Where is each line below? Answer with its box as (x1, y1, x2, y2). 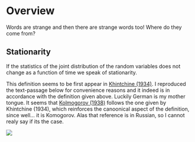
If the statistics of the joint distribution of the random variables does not (6, 62, 181, 70)
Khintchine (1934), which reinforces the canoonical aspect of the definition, (6, 105, 190, 113)
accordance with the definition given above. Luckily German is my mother (6, 93, 186, 100)
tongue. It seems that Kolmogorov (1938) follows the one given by (6, 99, 167, 106)
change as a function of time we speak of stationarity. (6, 69, 138, 76)
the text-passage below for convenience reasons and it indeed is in (6, 87, 170, 94)
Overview (6, 4, 55, 18)
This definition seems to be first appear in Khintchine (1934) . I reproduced (6, 80, 186, 87)
